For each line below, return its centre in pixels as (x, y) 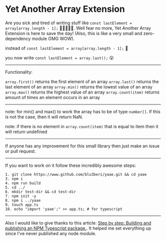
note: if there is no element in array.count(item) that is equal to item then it (82, 126)
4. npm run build (23, 183)
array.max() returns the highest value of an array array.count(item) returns (82, 92)
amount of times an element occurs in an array (53, 97)
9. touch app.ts (22, 205)
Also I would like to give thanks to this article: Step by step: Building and (78, 223)
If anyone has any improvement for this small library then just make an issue (82, 146)
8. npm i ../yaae (23, 200)
